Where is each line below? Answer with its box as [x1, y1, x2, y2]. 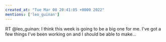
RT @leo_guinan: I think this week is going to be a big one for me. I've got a [5, 25, 161, 31]
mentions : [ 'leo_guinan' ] [5, 12, 59, 17]
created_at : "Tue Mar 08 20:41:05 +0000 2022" [5, 7, 105, 12]
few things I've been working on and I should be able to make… [5, 31, 137, 37]
